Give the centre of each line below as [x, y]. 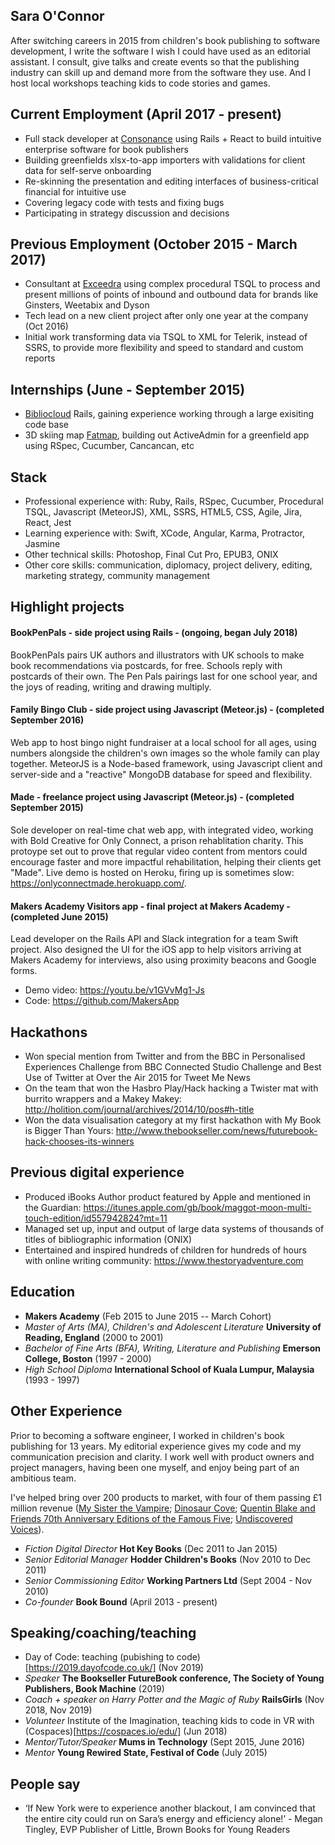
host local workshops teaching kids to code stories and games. [140, 83]
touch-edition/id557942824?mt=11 [96, 1218]
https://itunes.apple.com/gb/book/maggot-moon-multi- [197, 1207]
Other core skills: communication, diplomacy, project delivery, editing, [168, 565]
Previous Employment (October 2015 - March [154, 244]
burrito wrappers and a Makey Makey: [103, 1099]
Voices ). [27, 1529]
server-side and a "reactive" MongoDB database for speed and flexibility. [161, 774]
